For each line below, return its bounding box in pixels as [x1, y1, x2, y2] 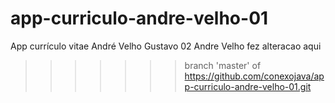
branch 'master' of [184, 59, 262, 71]
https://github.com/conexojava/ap [184, 70, 325, 82]
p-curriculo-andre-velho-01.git [184, 80, 312, 92]
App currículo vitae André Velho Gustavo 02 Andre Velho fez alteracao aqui [10, 40, 322, 52]
